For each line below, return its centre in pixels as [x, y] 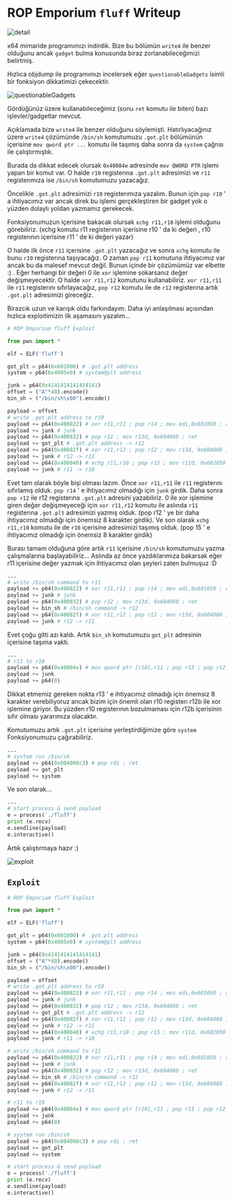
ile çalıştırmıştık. [30, 151]
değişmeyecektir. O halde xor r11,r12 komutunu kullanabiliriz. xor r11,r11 [115, 280]
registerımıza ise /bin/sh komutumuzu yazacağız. [78, 180]
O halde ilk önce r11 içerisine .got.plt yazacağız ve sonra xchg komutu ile [114, 250]
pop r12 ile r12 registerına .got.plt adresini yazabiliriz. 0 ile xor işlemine [110, 498]
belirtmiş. [21, 60]
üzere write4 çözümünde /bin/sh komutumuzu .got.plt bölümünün [105, 137]
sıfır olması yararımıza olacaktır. [53, 716]
